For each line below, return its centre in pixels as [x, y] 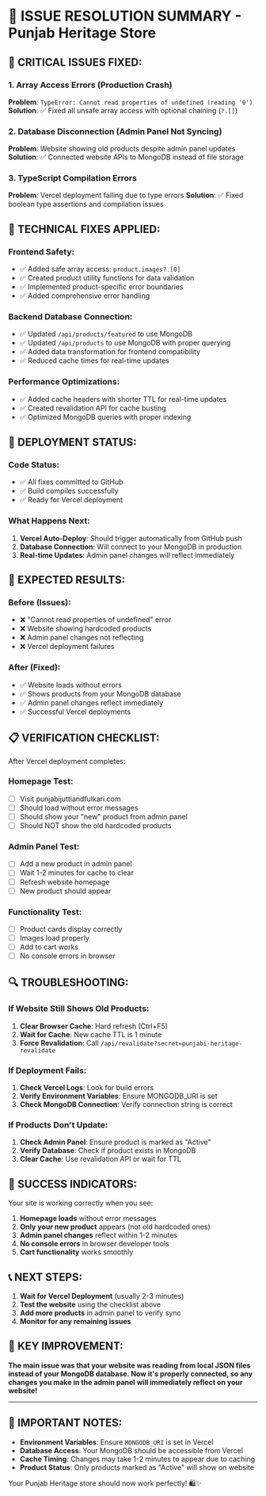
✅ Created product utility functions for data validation [107, 278]
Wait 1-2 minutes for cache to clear [77, 873]
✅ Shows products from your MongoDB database [101, 693]
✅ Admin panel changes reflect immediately [91, 702]
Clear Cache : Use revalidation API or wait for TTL [101, 1159]
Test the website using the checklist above [90, 1305]
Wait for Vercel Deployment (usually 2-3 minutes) [102, 1296]
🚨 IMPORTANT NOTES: [65, 1423]
